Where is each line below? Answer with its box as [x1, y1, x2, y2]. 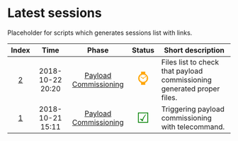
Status [132, 45, 154, 55]
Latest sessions [7, 5, 102, 21]
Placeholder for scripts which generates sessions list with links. [7, 28, 193, 37]
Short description [164, 45, 225, 55]
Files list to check [161, 57, 220, 67]
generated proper [161, 84, 220, 94]
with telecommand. [161, 122, 225, 132]
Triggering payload [161, 104, 225, 114]
